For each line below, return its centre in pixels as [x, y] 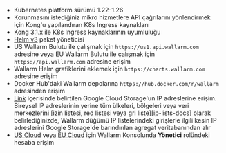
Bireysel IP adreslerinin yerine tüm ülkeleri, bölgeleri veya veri [101, 106]
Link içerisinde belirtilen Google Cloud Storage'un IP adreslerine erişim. [115, 98]
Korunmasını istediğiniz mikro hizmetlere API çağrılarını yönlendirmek [112, 17]
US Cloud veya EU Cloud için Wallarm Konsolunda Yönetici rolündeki [112, 135]
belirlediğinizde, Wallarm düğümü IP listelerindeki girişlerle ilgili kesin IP [115, 120]
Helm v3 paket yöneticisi [49, 39]
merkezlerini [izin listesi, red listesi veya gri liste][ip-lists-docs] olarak [112, 113]
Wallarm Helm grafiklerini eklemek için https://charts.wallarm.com [109, 69]
